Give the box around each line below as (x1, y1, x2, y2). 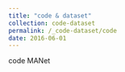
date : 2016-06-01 (8, 34, 67, 42)
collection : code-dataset (8, 19, 95, 27)
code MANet (8, 56, 51, 66)
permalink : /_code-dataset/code (8, 26, 117, 34)
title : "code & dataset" (8, 11, 92, 20)
